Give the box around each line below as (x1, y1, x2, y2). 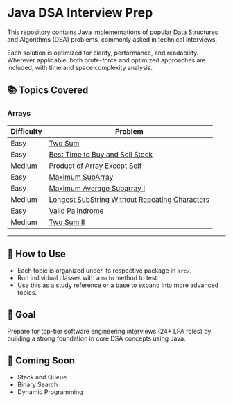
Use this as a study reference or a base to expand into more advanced (17, 281, 219, 289)
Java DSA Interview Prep (7, 5, 153, 21)
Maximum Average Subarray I (49, 183, 146, 193)
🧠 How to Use (7, 248, 66, 260)
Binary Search (17, 380, 58, 389)
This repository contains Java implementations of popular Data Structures (7, 28, 218, 36)
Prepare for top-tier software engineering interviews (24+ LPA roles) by (7, 327, 212, 336)
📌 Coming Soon (7, 354, 75, 366)
